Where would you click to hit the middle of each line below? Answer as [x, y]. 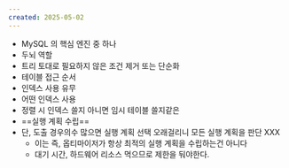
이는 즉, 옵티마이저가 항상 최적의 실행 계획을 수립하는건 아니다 [141, 143]
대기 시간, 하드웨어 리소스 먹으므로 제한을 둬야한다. [122, 154]
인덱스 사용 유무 [48, 88]
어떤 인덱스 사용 [48, 99]
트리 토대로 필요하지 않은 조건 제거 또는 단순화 [100, 65]
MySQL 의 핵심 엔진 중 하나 [69, 43]
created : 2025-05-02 [47, 17]
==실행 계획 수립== [55, 121]
